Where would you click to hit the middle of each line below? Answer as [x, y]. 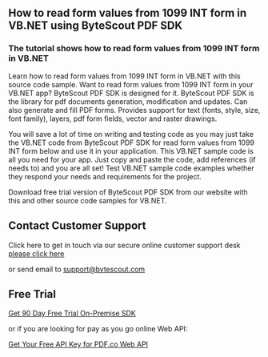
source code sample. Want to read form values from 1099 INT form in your [131, 84]
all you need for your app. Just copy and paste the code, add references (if [132, 159]
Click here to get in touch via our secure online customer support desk [125, 245]
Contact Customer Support [77, 226]
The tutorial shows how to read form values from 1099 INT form [134, 49]
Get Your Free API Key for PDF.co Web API [78, 344]
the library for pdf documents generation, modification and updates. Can [128, 101]
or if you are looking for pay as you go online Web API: [98, 329]
